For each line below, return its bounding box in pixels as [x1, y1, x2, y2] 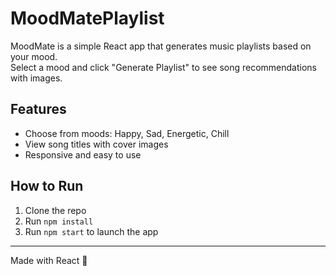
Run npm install [24, 215, 94, 227]
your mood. [10, 50, 58, 62]
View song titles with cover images [24, 138, 169, 150]
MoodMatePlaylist [10, 7, 165, 30]
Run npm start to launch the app [24, 225, 159, 237]
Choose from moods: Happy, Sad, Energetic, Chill [24, 127, 230, 139]
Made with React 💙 [10, 254, 88, 266]
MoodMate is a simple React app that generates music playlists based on [10, 40, 312, 52]
